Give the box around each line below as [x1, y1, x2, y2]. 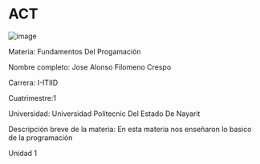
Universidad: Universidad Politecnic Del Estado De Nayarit [8, 109, 201, 118]
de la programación [8, 133, 73, 142]
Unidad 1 [8, 148, 38, 158]
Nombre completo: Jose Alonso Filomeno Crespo [8, 62, 172, 72]
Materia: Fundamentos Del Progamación [8, 46, 141, 56]
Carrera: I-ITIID [8, 78, 59, 87]
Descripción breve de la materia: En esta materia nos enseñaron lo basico [8, 124, 252, 134]
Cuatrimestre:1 [8, 93, 57, 102]
